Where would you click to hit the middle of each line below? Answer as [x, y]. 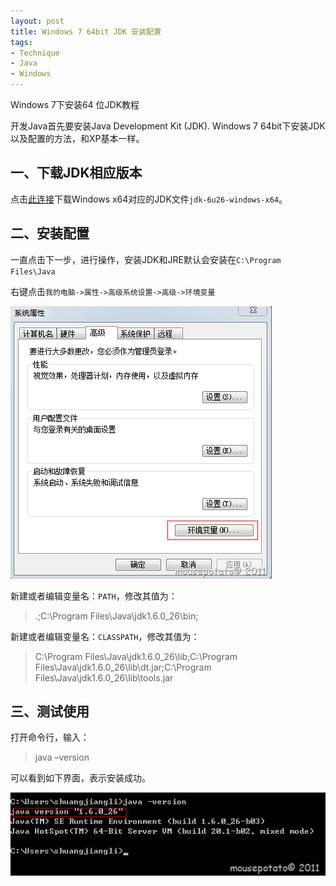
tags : [21, 42]
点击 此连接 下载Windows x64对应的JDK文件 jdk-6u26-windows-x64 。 [149, 199]
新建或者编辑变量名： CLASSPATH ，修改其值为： [105, 636]
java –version [62, 757]
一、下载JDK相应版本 [76, 173]
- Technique [35, 53]
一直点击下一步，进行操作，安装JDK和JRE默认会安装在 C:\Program [146, 259]
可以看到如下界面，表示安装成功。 [80, 778]
